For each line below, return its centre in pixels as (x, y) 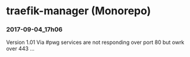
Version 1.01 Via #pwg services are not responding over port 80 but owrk (95, 42)
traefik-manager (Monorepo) (79, 11)
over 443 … (20, 49)
